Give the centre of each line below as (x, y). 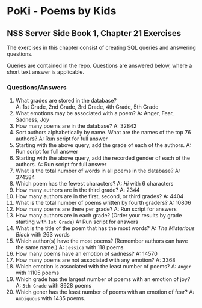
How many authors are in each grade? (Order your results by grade (99, 216)
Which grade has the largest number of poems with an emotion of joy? (103, 279)
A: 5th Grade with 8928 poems (54, 286)
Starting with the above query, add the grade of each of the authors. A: (103, 145)
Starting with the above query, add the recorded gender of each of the (103, 158)
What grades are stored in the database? (66, 101)
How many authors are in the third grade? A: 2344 (78, 190)
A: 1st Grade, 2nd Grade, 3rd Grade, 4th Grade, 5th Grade (87, 107)
